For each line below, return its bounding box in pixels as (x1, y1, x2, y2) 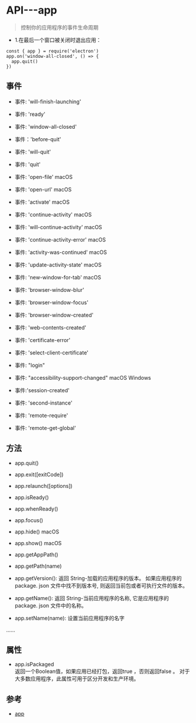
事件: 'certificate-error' (14, 336, 71, 343)
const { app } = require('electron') (6, 48, 99, 54)
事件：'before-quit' (14, 135, 61, 142)
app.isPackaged (14, 661, 54, 668)
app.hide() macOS (14, 528, 60, 535)
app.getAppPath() (14, 551, 58, 558)
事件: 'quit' (14, 161, 41, 168)
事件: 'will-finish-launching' (14, 98, 81, 105)
